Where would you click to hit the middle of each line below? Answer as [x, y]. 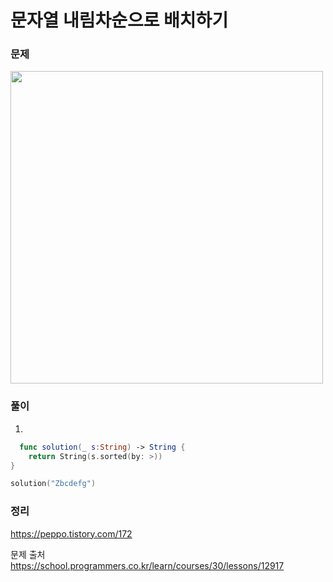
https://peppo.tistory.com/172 [71, 533]
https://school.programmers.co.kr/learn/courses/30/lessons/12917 [147, 565]
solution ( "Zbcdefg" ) [53, 484]
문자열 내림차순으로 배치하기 [119, 20]
